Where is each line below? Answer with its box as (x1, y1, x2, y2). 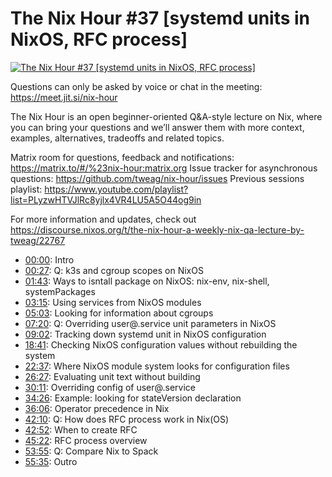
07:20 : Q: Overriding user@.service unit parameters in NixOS (24, 317, 277, 329)
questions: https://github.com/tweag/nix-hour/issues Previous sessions (10, 172, 305, 184)
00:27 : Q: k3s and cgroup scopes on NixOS (24, 264, 204, 276)
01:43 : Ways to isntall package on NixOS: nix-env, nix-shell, (24, 275, 270, 287)
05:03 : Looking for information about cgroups (24, 307, 214, 319)
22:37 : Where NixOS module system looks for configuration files (24, 360, 290, 372)
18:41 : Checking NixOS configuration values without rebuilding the (24, 338, 298, 351)
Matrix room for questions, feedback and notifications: (10, 151, 235, 163)
